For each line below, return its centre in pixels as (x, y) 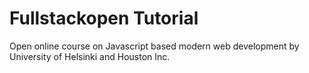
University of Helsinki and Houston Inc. (90, 56)
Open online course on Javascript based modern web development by (154, 46)
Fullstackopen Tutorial (104, 18)
